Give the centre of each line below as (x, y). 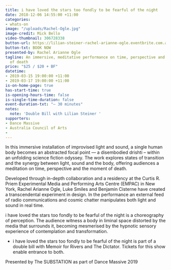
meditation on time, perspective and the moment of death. (66, 168)
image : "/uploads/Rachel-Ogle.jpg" (43, 29)
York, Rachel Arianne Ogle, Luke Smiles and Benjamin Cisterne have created (85, 189)
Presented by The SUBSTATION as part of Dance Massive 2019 (72, 262)
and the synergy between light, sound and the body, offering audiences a (82, 163)
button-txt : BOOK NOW (28, 48)
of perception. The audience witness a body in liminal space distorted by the (85, 221)
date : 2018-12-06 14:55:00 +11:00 (42, 15)
